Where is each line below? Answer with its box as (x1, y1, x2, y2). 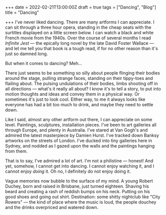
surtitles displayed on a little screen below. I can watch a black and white (5, 30, 154, 35)
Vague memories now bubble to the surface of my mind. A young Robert (5, 178, 153, 184)
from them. (5, 148, 28, 154)
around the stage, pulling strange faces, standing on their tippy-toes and (5, 75, 153, 81)
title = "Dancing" (5, 9, 39, 15)
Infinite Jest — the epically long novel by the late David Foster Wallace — (5, 40, 154, 46)
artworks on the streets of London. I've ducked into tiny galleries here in (5, 138, 152, 143)
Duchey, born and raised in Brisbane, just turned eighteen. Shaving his (5, 183, 149, 189)
